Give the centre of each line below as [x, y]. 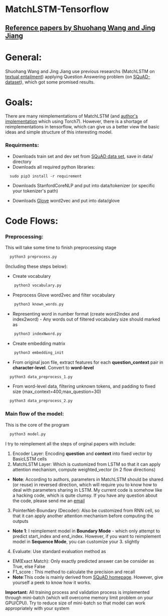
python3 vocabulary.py [38, 285]
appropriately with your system [37, 608]
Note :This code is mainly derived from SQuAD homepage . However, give [88, 577]
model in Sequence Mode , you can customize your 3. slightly [76, 542]
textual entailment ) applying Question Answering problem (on [69, 76]
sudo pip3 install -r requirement [46, 176]
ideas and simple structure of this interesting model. [59, 132]
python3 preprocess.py [33, 257]
